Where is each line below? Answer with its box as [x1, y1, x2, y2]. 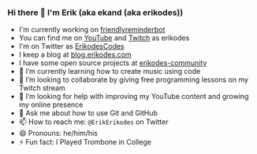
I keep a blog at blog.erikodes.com [18, 50, 132, 60]
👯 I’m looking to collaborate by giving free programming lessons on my [18, 75, 249, 85]
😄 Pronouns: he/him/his [18, 129, 98, 138]
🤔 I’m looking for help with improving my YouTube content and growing [18, 92, 249, 101]
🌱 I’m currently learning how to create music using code [18, 67, 201, 76]
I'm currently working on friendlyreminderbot [18, 25, 166, 35]
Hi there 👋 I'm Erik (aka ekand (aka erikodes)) [7, 7, 184, 18]
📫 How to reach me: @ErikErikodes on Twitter [18, 117, 169, 126]
